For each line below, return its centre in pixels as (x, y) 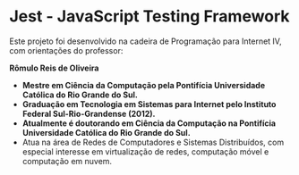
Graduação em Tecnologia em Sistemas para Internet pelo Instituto (149, 104)
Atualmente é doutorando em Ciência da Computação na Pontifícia (149, 123)
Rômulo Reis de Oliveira (54, 68)
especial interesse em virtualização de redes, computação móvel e (145, 151)
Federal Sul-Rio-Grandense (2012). (89, 113)
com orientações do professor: (66, 50)
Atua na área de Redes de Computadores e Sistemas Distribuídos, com (153, 142)
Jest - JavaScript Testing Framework (149, 17)
